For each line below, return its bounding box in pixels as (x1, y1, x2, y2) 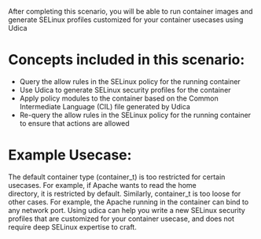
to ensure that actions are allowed (19, 118, 130, 128)
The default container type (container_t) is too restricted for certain (8, 172, 226, 182)
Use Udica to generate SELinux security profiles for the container (19, 85, 231, 94)
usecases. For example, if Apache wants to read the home (8, 180, 197, 189)
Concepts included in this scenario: (8, 51, 245, 69)
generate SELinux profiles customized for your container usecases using (8, 15, 244, 24)
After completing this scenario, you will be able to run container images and (8, 7, 253, 16)
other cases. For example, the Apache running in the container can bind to (8, 197, 249, 207)
